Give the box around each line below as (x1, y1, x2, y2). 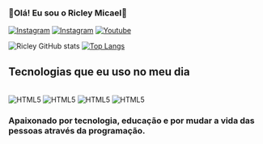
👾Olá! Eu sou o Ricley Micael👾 (8, 7, 128, 19)
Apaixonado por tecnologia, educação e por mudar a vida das (8, 115, 255, 126)
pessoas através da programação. (8, 125, 146, 137)
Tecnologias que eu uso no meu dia (8, 65, 190, 78)
